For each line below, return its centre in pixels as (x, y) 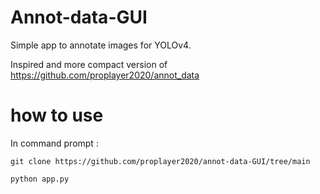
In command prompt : (54, 143)
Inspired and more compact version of (89, 64)
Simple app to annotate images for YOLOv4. (101, 45)
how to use (57, 115)
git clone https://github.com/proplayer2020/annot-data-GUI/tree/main (160, 161)
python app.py (40, 179)
